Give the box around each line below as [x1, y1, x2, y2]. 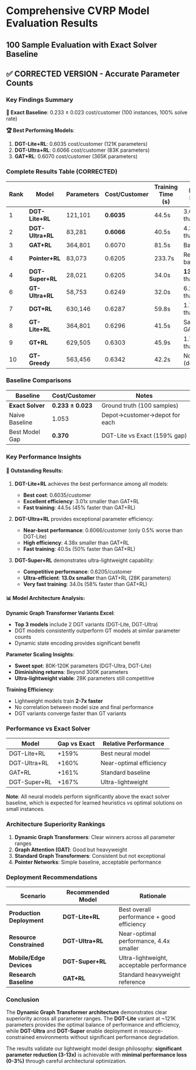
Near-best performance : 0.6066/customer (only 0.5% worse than [23, 526, 183, 534]
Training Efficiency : [6, 686, 54, 693]
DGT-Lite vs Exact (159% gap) [101, 431, 187, 439]
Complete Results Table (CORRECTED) [6, 168, 118, 176]
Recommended [66, 888, 110, 897]
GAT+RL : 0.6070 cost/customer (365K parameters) [14, 153, 138, 160]
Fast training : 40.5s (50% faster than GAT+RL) [23, 545, 136, 552]
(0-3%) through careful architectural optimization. [6, 1058, 127, 1065]
